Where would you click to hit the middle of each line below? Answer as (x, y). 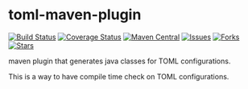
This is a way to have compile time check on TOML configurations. (119, 76)
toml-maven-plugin (75, 15)
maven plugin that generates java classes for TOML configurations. (120, 61)
